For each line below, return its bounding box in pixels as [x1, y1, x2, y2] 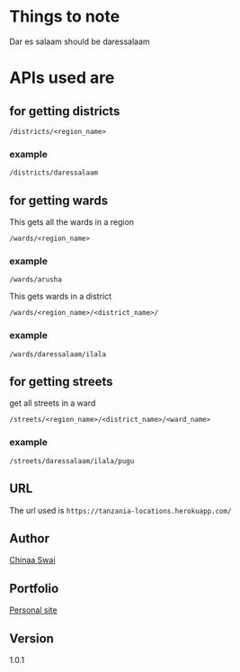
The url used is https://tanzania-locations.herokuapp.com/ [9, 505, 232, 515]
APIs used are [9, 67, 115, 88]
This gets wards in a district [9, 291, 112, 302]
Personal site [9, 605, 58, 615]
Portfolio [9, 580, 59, 596]
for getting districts [9, 103, 120, 119]
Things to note [9, 6, 120, 27]
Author [9, 531, 49, 546]
